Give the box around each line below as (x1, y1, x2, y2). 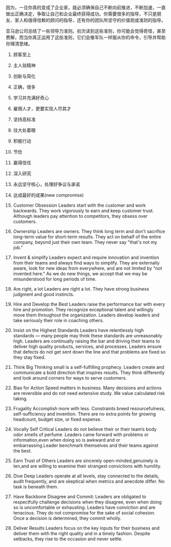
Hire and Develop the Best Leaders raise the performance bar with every (13, 301, 165, 307)
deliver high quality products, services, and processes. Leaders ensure (13, 343, 162, 350)
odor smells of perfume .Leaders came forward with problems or (13, 431, 149, 438)
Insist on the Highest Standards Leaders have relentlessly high (13, 327, 144, 333)
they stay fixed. (13, 354, 46, 360)
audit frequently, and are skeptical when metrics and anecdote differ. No (13, 478, 165, 484)
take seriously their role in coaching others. (13, 318, 104, 323)
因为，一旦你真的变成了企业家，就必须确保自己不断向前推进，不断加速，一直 (6, 5, 166, 10)
